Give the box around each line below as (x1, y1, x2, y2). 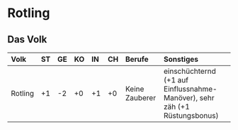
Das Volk (7, 33, 47, 45)
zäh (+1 (164, 102, 190, 112)
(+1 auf (164, 75, 189, 85)
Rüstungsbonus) (164, 111, 219, 120)
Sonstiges (164, 55, 199, 64)
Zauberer (125, 93, 157, 102)
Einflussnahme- (164, 84, 217, 94)
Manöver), (164, 93, 198, 102)
